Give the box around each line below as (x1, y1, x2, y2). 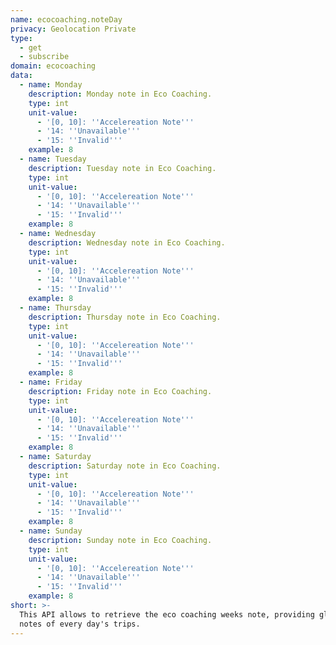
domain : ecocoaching (10, 61, 97, 71)
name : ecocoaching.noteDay (10, 14, 123, 25)
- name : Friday (19, 377, 83, 387)
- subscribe (19, 52, 70, 62)
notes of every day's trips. (19, 619, 141, 629)
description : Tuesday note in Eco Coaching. (28, 163, 217, 173)
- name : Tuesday (19, 154, 87, 164)
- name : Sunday (19, 526, 83, 536)
